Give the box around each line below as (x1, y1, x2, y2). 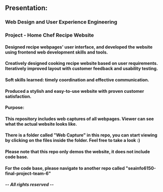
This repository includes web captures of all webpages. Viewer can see (5, 115, 154, 122)
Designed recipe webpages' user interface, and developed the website (5, 44, 153, 50)
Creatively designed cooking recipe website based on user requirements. (5, 60, 158, 66)
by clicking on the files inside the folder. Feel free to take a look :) (5, 137, 140, 143)
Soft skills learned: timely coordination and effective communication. (5, 77, 150, 83)
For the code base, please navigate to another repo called (5, 165, 125, 171)
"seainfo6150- (125, 165, 156, 171)
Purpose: (5, 105, 25, 110)
